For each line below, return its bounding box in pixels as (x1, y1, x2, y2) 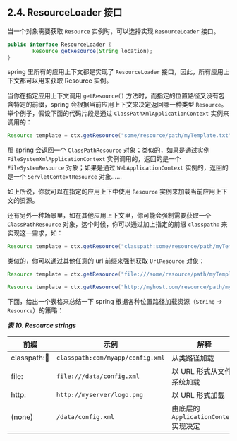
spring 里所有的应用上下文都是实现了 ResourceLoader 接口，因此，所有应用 (7, 68, 224, 76)
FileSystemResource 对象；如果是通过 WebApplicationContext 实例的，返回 (7, 163, 223, 172)
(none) (11, 412, 34, 422)
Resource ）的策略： (7, 306, 64, 314)
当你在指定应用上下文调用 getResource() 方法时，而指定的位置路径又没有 (7, 91, 219, 100)
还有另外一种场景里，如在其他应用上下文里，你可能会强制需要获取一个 (7, 211, 212, 220)
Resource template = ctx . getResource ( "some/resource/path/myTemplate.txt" (7, 132, 232, 139)
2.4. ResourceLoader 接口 (7, 6, 123, 19)
